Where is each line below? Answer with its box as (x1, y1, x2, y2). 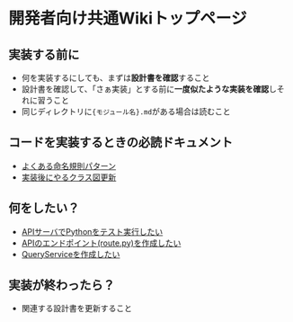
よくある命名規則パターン (21, 160, 117, 171)
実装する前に (8, 47, 80, 62)
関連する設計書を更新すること (21, 303, 132, 314)
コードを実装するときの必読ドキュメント (8, 135, 233, 150)
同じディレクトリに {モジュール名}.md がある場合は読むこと (21, 106, 231, 117)
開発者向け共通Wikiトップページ (8, 8, 247, 29)
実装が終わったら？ (8, 278, 115, 293)
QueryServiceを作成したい (21, 248, 120, 259)
